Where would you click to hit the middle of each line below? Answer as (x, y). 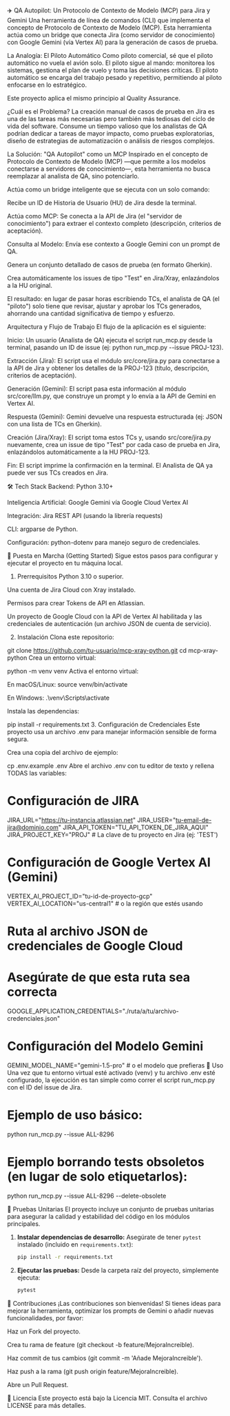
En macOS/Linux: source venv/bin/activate (67, 684)
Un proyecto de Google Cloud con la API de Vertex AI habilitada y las (105, 616)
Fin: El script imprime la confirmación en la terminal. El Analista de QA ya (110, 465)
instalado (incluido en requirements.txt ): (75, 1244)
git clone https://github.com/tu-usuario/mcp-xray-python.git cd (97, 650)
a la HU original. (30, 285)
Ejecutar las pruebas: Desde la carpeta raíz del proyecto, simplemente (118, 1270)
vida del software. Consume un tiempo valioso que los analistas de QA (107, 126)
